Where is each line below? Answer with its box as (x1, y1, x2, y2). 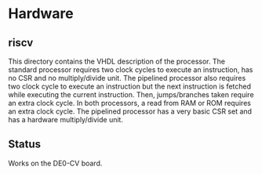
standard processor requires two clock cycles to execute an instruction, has (8, 65, 253, 74)
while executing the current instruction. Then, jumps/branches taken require (8, 90, 254, 99)
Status (8, 138, 42, 151)
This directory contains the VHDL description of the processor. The (8, 56, 226, 66)
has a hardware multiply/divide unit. (8, 115, 124, 124)
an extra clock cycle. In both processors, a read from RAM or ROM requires (8, 99, 251, 107)
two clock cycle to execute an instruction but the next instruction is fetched (8, 82, 252, 91)
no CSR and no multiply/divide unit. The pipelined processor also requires (8, 74, 246, 82)
